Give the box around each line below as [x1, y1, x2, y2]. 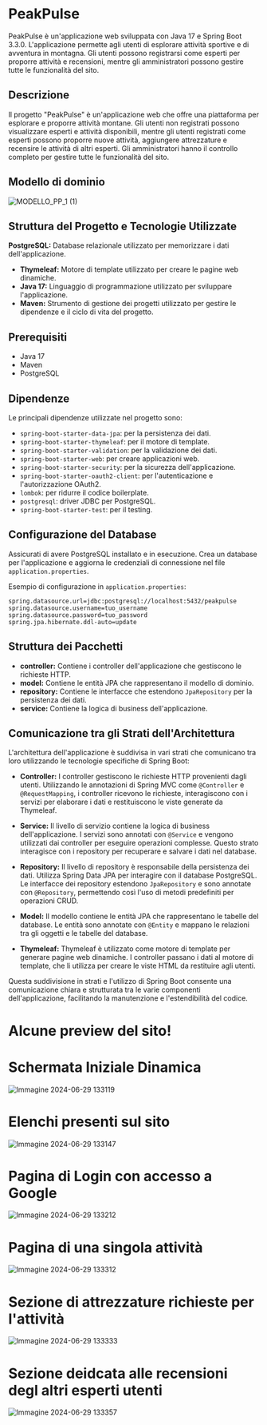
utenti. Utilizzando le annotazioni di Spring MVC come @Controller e [19, 780, 245, 790]
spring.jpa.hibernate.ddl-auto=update [8, 618, 137, 626]
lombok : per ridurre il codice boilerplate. [19, 488, 149, 497]
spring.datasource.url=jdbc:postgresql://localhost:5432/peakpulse [8, 597, 238, 605]
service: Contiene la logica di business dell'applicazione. [19, 703, 208, 713]
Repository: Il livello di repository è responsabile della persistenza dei [19, 862, 249, 872]
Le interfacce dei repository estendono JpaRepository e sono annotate [19, 879, 252, 889]
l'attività [8, 1310, 65, 1327]
